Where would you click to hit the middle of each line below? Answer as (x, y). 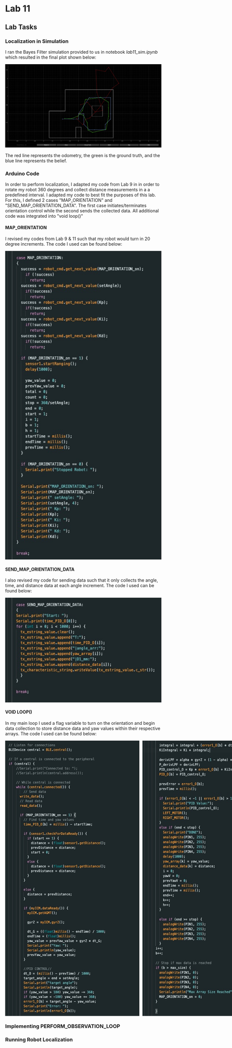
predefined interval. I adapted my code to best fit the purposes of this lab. (81, 195)
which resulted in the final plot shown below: (51, 57)
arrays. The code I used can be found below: (51, 734)
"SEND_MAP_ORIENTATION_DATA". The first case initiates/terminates (76, 206)
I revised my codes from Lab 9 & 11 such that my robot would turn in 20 (78, 239)
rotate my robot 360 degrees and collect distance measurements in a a (78, 190)
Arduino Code (22, 174)
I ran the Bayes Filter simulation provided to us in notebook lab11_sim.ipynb (81, 52)
